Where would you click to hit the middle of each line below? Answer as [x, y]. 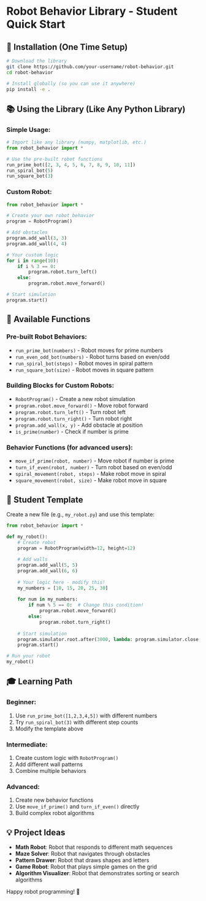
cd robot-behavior [30, 72]
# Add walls [32, 559]
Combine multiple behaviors [51, 771]
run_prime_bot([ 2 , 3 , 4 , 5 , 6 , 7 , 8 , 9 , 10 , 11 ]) [71, 165]
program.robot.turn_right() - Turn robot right [74, 418]
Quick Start [36, 24]
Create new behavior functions [54, 800]
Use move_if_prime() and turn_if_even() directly [77, 807]
